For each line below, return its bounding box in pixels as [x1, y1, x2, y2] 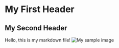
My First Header [5, 4, 75, 15]
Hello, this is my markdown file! [5, 37, 71, 43]
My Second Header [5, 24, 67, 32]
